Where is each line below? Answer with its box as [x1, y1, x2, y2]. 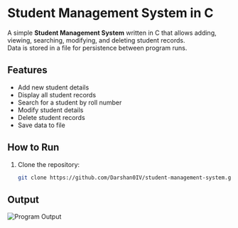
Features [7, 64, 48, 76]
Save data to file [17, 121, 65, 129]
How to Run [7, 141, 60, 153]
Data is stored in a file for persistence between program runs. [7, 43, 188, 52]
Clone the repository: [17, 160, 80, 168]
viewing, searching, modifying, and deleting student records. [7, 36, 185, 44]
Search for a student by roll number [17, 98, 122, 107]
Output [7, 193, 39, 205]
